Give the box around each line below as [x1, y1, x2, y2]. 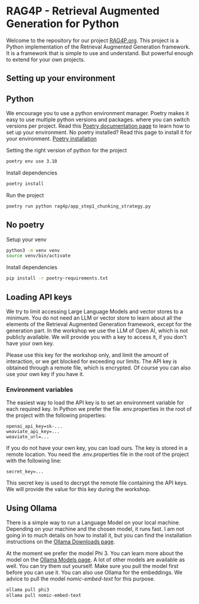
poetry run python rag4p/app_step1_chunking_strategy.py [6, 203, 151, 209]
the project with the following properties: [6, 412, 106, 419]
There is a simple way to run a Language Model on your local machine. [6, 519, 180, 526]
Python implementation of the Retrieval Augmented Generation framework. [6, 43, 191, 50]
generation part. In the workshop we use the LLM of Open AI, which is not [6, 327, 188, 334]
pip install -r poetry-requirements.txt [6, 275, 109, 281]
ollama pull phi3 [6, 587, 50, 593]
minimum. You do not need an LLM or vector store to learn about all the [6, 314, 182, 321]
